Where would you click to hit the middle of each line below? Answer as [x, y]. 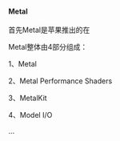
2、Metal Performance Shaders [60, 81]
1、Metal [23, 64]
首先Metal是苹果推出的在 [49, 30]
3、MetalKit [28, 98]
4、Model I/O [30, 115]
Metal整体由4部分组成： [48, 47]
